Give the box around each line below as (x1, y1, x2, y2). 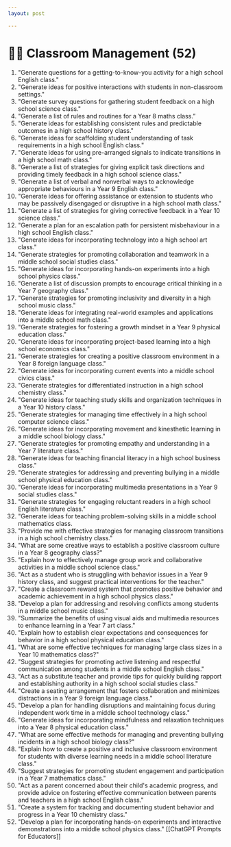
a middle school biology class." (17, 432, 106, 440)
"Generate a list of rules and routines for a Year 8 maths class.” (17, 112, 196, 120)
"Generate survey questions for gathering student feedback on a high (17, 97, 215, 105)
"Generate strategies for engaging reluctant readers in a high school (17, 497, 211, 505)
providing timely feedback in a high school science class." (17, 170, 182, 178)
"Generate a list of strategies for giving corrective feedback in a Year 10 (17, 206, 220, 214)
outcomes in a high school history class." (17, 126, 134, 134)
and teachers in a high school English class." (17, 796, 144, 804)
